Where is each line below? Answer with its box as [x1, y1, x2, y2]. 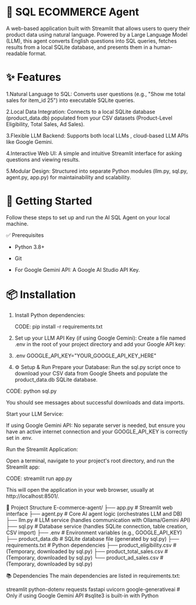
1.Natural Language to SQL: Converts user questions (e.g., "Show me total [6, 90, 185, 97]
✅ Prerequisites [6, 231, 44, 238]
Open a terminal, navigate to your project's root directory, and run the [6, 457, 175, 464]
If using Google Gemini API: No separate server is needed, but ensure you [6, 422, 185, 429]
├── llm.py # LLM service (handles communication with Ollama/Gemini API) [6, 516, 191, 524]
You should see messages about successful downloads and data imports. [6, 399, 185, 406]
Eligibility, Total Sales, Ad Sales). [6, 120, 85, 127]
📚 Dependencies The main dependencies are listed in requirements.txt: [6, 572, 181, 579]
